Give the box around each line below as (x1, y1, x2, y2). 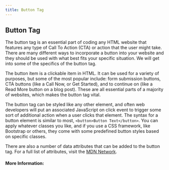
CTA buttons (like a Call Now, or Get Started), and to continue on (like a (5, 81, 153, 87)
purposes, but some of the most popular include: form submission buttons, (5, 76, 161, 82)
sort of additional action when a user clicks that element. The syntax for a (5, 112, 158, 118)
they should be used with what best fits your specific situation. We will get (5, 55, 160, 61)
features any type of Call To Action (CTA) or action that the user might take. (5, 45, 162, 51)
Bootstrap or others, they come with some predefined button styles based (5, 128, 159, 134)
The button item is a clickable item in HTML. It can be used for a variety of (5, 70, 159, 76)
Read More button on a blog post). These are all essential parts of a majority (5, 87, 164, 93)
